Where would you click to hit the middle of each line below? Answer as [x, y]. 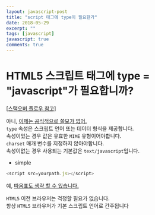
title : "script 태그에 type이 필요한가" [52, 17]
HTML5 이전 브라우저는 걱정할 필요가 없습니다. [58, 198]
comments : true [25, 45]
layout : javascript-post [37, 12]
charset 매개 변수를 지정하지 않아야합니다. [55, 143]
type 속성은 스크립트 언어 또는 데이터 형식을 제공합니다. [70, 128]
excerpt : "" [21, 28]
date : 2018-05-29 [28, 23]
